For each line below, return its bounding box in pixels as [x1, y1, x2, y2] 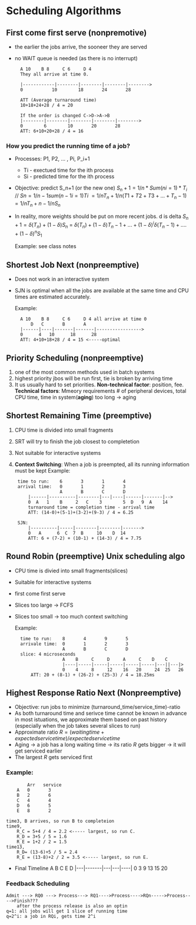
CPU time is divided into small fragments [14, 426, 114, 434]
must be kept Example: [14, 467, 71, 474]
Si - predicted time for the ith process [23, 173, 115, 180]
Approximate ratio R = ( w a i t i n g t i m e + [14, 728, 105, 736]
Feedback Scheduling [6, 879, 70, 887]
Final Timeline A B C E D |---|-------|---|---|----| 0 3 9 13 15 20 [14, 864, 168, 872]
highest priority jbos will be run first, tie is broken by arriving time [14, 375, 173, 382]
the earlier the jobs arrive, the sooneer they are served [14, 43, 147, 50]
